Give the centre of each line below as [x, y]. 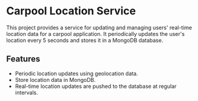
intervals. [26, 92]
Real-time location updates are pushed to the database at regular [96, 86]
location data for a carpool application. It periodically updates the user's [95, 33]
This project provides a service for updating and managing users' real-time [99, 27]
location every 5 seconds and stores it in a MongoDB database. [85, 40]
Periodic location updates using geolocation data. [76, 74]
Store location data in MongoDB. [55, 79]
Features [23, 59]
